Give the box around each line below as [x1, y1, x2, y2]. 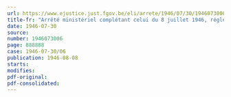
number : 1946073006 [7, 36, 63, 42]
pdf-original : [7, 73, 48, 81]
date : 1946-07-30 [7, 23, 57, 29]
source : [7, 29, 30, 36]
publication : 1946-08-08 [7, 55, 78, 61]
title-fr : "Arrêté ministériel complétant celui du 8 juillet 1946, [7, 16, 208, 23]
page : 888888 [7, 42, 45, 48]
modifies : [7, 67, 36, 74]
